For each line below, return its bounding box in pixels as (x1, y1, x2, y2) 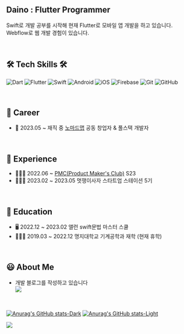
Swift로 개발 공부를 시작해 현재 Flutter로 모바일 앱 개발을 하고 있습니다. (6, 21, 173, 29)
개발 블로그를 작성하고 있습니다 (14, 279, 88, 286)
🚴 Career (6, 108, 40, 118)
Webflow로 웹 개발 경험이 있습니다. (6, 29, 89, 36)
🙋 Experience (6, 154, 57, 164)
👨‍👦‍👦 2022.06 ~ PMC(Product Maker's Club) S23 (14, 170, 136, 177)
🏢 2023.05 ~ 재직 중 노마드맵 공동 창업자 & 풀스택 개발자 (14, 124, 149, 131)
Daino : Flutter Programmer (6, 5, 110, 15)
